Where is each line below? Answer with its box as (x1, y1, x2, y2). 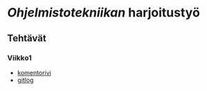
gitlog (17, 76, 34, 84)
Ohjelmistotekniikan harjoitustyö (7, 5, 201, 21)
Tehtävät (7, 32, 46, 44)
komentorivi (17, 68, 52, 77)
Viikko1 (7, 53, 33, 63)
